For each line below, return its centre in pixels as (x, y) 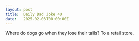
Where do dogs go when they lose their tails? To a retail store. (70, 33)
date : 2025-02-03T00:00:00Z (37, 19)
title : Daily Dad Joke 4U (34, 14)
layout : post (19, 10)
